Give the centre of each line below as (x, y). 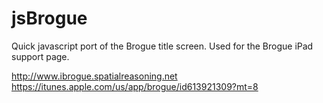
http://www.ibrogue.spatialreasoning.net (94, 76)
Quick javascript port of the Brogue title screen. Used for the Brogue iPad (162, 46)
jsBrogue (49, 18)
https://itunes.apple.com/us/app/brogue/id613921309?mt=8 (135, 86)
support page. (40, 56)
